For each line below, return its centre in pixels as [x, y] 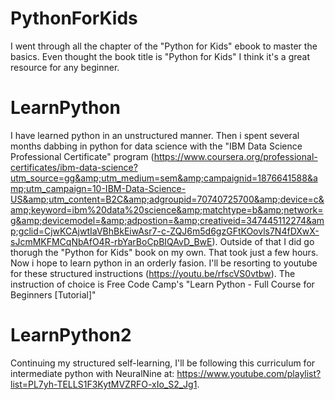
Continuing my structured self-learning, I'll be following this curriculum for [163, 363]
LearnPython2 [71, 335]
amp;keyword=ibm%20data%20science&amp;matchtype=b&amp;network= [167, 209]
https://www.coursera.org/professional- [235, 156]
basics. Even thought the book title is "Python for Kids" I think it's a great [160, 56]
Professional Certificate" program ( [82, 156]
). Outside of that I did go [263, 241]
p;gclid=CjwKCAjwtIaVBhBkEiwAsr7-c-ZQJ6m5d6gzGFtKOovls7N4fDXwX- [165, 231]
